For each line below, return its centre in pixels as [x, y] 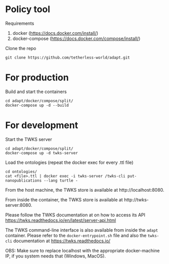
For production [37, 78]
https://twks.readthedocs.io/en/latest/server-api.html [61, 220]
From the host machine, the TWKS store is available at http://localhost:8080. [85, 190]
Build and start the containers [36, 92]
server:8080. [19, 205]
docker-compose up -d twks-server [42, 153]
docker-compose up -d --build [37, 105]
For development [42, 125]
